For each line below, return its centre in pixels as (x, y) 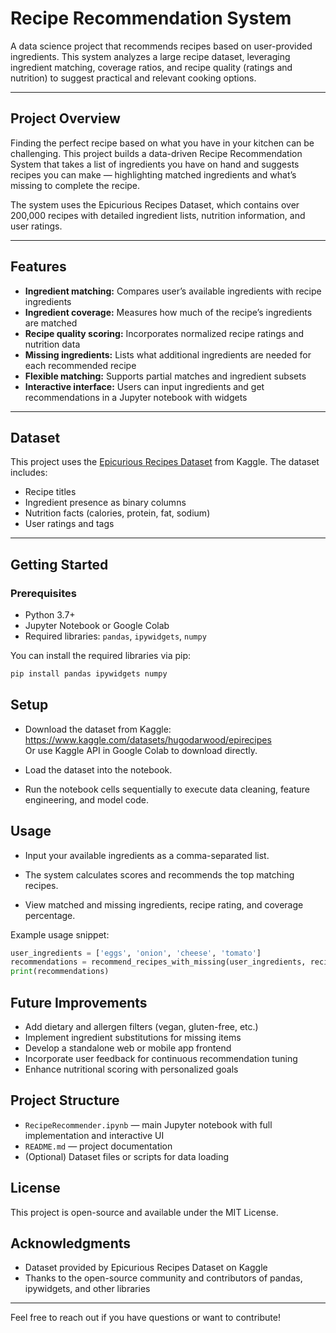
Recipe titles (50, 492)
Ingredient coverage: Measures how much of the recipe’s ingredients (168, 312)
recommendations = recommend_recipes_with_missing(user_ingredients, (158, 962)
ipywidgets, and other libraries (87, 1289)
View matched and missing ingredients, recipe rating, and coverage (164, 904)
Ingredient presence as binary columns (105, 503)
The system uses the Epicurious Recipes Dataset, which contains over (155, 204)
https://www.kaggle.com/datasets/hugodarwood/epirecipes (148, 739)
